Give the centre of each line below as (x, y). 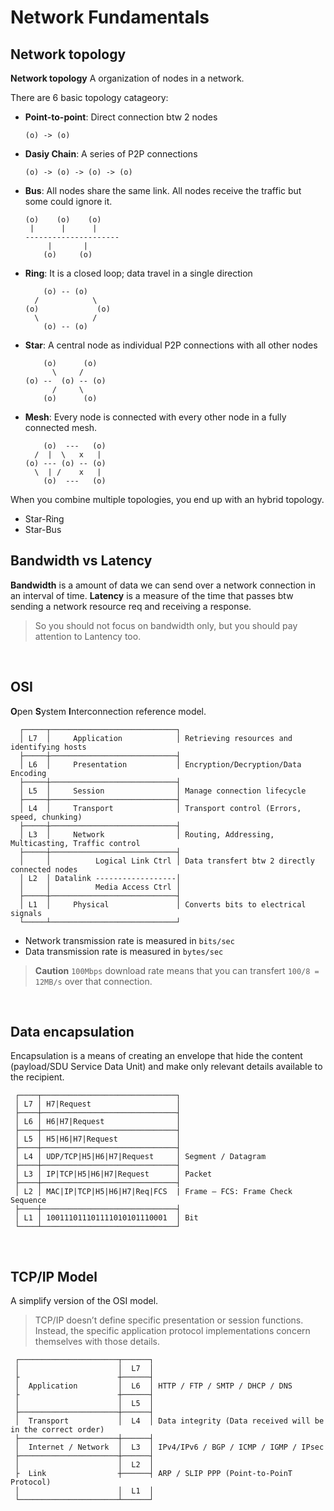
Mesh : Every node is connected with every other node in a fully (155, 417)
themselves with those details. (97, 1342)
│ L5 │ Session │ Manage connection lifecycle (163, 791)
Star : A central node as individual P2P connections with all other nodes (171, 345)
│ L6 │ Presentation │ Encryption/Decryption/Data (160, 764)
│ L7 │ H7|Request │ (98, 1104)
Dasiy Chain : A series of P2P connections (111, 154)
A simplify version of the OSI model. (84, 1301)
